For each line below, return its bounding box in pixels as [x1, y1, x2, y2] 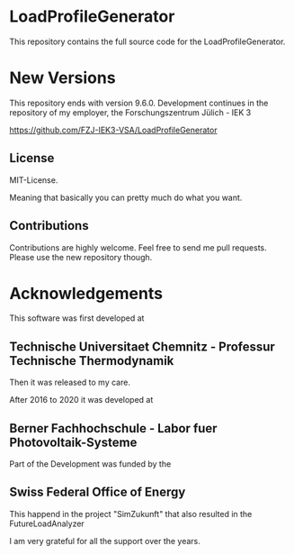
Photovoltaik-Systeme [9, 434, 138, 450]
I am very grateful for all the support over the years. [9, 535, 200, 546]
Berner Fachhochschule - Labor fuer [9, 421, 218, 436]
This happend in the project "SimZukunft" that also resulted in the [9, 508, 253, 519]
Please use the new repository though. [9, 251, 153, 262]
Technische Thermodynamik [9, 353, 174, 368]
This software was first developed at [9, 313, 145, 323]
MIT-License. [9, 174, 58, 186]
